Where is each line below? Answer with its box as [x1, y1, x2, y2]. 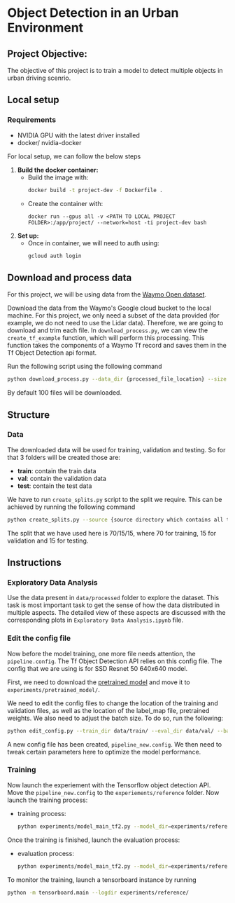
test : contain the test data [17, 482, 92, 490]
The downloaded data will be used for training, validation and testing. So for [7, 445, 226, 454]
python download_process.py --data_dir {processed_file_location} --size [7, 376, 227, 383]
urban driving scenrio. [7, 74, 71, 82]
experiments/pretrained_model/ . [7, 685, 100, 693]
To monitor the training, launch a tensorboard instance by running [7, 875, 197, 884]
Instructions [7, 557, 62, 569]
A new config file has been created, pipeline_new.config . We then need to [7, 740, 222, 748]
